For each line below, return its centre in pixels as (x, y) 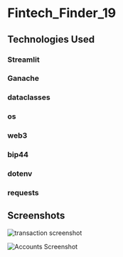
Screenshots (36, 215)
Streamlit (24, 60)
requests (23, 192)
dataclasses (29, 97)
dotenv (20, 174)
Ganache (23, 78)
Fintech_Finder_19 (62, 13)
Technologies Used (51, 39)
